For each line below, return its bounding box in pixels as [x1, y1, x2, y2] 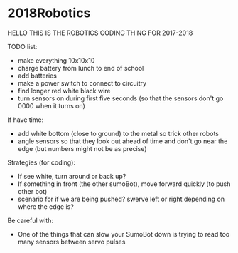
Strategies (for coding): [7, 158, 76, 167]
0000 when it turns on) [17, 101, 85, 110]
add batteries [17, 71, 57, 80]
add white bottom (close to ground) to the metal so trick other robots [17, 129, 219, 138]
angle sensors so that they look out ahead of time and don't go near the [17, 137, 228, 145]
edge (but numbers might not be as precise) [17, 144, 147, 153]
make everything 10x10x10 [17, 56, 95, 65]
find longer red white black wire [17, 86, 112, 95]
